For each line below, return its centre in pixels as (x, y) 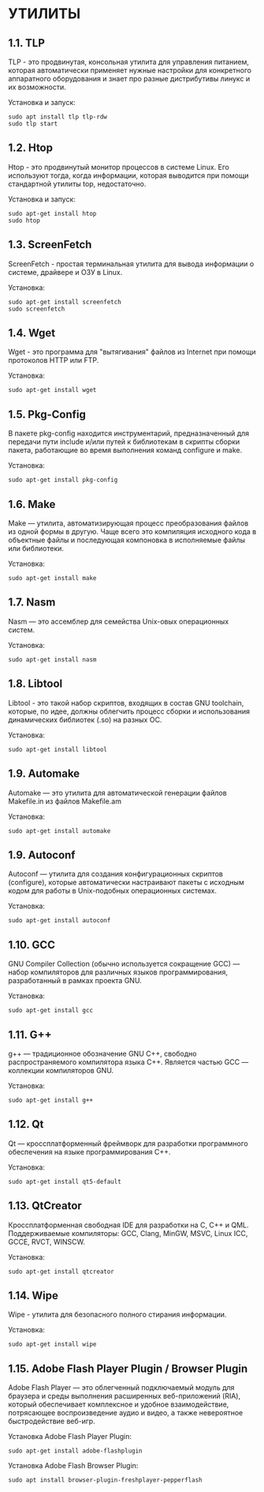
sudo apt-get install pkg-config (63, 480)
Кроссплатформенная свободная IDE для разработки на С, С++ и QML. (129, 1225)
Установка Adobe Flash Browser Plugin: (73, 1466)
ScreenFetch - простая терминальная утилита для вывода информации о (131, 264)
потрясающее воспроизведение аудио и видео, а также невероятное (126, 1413)
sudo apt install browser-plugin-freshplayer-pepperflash (105, 1480)
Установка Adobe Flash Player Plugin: (70, 1437)
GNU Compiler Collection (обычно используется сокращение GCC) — (124, 964)
